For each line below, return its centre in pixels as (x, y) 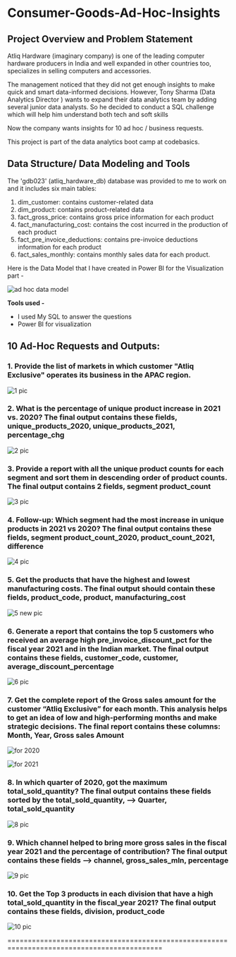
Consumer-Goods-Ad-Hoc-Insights (114, 13)
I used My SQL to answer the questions (75, 316)
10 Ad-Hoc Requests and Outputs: (84, 346)
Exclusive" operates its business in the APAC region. (99, 375)
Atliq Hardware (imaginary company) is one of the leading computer (106, 56)
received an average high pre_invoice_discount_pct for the (110, 640)
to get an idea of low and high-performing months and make (112, 717)
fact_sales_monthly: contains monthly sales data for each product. (114, 254)
